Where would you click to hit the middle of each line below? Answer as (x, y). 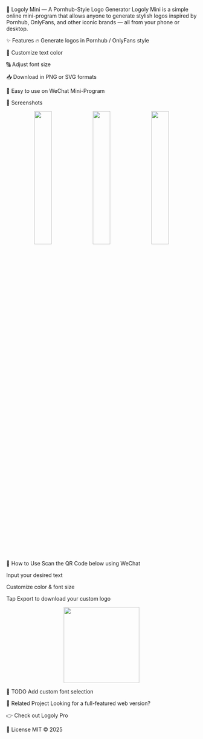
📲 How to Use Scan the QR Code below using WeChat (73, 563)
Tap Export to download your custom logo (58, 599)
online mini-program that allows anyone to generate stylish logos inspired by (101, 16)
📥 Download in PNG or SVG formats (51, 77)
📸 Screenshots (24, 103)
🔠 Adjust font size (29, 64)
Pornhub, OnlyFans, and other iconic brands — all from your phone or (93, 22)
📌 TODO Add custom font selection (50, 691)
